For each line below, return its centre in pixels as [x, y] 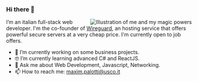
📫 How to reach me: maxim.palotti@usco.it [67, 72]
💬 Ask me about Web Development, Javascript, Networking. [87, 65]
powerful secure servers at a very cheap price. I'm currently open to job [94, 35]
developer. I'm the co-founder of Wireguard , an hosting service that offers [96, 28]
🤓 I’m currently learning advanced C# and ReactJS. [77, 59]
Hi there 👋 [21, 9]
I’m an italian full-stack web [39, 22]
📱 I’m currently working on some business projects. [77, 52]
